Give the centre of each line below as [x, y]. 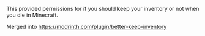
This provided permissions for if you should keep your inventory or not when [103, 9]
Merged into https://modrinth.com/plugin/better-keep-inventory [87, 27]
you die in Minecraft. [32, 15]
